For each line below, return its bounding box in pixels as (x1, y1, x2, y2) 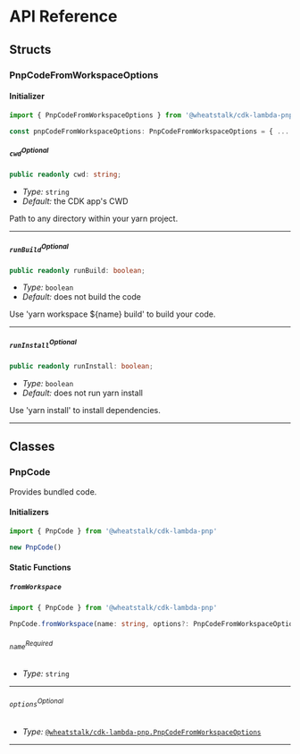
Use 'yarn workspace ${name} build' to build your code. (9, 309, 216, 319)
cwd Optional (9, 146, 49, 158)
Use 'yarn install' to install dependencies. (9, 404, 161, 415)
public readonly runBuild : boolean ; (9, 266, 146, 275)
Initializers (9, 507, 49, 518)
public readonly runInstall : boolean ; (9, 362, 154, 371)
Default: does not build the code (21, 292, 141, 302)
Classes (9, 439, 55, 454)
